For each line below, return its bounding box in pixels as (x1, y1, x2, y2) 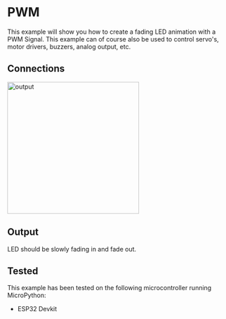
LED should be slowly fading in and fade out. (7, 245, 137, 253)
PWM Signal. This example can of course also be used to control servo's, (7, 34, 219, 43)
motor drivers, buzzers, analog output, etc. (7, 42, 131, 51)
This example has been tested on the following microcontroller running (7, 284, 212, 292)
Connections (7, 63, 65, 74)
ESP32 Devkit (17, 305, 58, 313)
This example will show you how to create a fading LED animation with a (7, 27, 216, 36)
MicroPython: (7, 291, 47, 299)
